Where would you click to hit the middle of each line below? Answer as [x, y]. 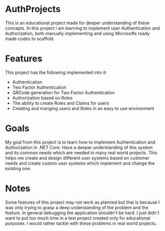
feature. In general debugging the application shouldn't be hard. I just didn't [82, 213]
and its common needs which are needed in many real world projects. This [81, 153]
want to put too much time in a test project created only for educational [78, 218]
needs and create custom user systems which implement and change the [80, 163]
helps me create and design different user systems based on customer [77, 158]
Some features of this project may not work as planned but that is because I [82, 202]
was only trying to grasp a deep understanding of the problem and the [77, 207]
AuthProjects [33, 9]
